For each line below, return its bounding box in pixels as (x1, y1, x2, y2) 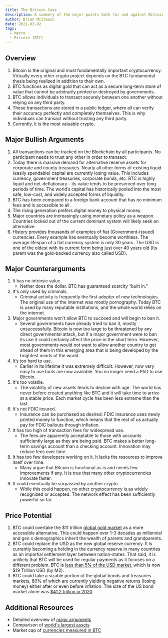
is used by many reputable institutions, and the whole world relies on (19, 304, 161, 310)
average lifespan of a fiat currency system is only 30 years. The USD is (12, 239, 159, 245)
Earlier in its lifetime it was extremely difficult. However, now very (19, 363, 154, 369)
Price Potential (5, 511, 52, 520)
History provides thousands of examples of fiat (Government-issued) (12, 229, 155, 235)
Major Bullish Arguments (5, 135, 84, 144)
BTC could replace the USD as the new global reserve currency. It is (12, 541, 152, 547)
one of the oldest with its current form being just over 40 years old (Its (12, 245, 157, 251)
